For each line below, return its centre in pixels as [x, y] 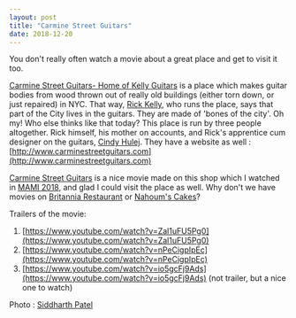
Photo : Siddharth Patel [51, 305]
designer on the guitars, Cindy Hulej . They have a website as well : [130, 142]
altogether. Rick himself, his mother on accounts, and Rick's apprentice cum [148, 133]
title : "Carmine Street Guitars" [71, 26]
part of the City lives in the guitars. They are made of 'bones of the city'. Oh [147, 114]
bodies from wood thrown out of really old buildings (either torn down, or [142, 95]
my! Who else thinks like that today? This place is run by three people [136, 123]
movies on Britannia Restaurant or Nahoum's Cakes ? [105, 197]
